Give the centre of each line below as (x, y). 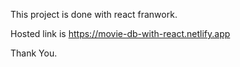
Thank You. (34, 53)
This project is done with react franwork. (94, 14)
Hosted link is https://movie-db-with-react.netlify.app (120, 33)
